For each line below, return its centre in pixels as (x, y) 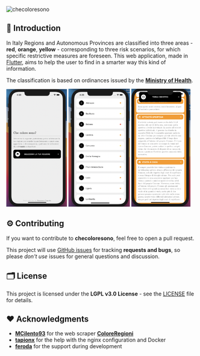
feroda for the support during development (68, 346)
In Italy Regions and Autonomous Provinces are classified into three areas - (100, 43)
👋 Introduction (34, 28)
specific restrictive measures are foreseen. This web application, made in (97, 56)
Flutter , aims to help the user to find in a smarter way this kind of (86, 62)
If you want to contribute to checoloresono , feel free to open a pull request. (100, 238)
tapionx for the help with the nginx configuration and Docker (90, 340)
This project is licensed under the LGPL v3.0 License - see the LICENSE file (100, 294)
